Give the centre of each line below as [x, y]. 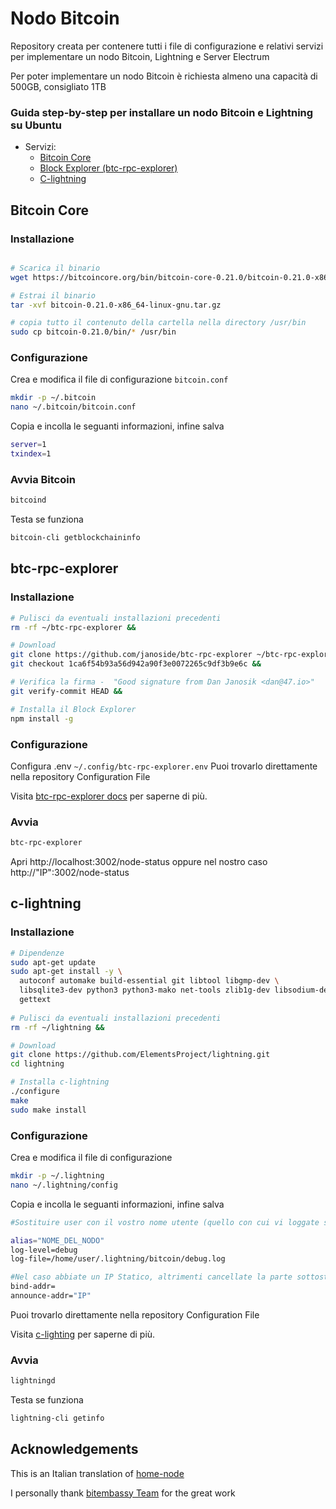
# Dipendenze [37, 953]
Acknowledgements [74, 1449]
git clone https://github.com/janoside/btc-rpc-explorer [131, 655]
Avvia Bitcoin [43, 479]
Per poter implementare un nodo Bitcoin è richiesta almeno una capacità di [164, 76]
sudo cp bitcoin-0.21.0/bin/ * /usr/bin [93, 332]
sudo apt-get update [53, 962]
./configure [35, 1092]
